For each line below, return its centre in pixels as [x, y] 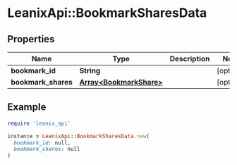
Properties [31, 39]
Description [190, 59]
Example [27, 107]
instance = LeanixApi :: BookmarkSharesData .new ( [79, 136]
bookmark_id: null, [42, 142]
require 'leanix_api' [39, 123]
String [90, 71]
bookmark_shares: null [47, 149]
